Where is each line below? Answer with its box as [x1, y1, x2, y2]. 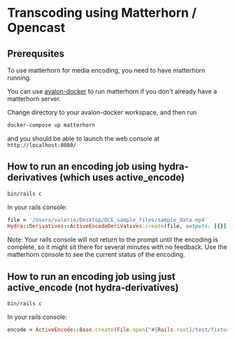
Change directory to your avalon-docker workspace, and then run [7, 108, 197, 116]
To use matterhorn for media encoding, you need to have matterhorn [7, 66, 206, 74]
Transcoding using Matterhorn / [7, 5, 197, 21]
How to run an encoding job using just [7, 271, 176, 283]
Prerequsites [7, 48, 65, 59]
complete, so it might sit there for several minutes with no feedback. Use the [7, 243, 227, 251]
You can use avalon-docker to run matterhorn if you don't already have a [7, 87, 218, 95]
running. [7, 73, 31, 82]
